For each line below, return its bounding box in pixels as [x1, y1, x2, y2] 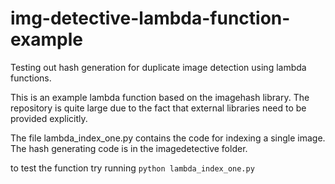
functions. [10, 72, 52, 84]
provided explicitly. [10, 112, 88, 124]
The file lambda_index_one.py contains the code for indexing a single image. [10, 132, 326, 144]
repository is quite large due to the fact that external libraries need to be [10, 102, 307, 114]
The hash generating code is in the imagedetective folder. [10, 142, 248, 154]
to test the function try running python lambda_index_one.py [10, 162, 255, 174]
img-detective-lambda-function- [10, 7, 291, 30]
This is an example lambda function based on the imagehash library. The [10, 91, 310, 103]
